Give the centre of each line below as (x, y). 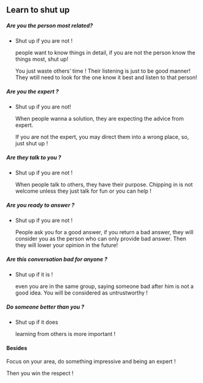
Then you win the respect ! (40, 373)
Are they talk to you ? (34, 157)
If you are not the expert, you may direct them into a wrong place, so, (102, 137)
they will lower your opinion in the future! (66, 245)
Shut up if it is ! (34, 274)
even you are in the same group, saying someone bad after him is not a (104, 287)
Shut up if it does (37, 322)
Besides (17, 348)
